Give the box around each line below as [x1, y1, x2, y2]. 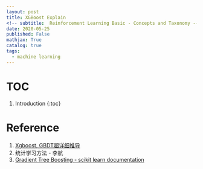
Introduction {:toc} [14, 100, 61, 107]
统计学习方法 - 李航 [14, 149, 63, 156]
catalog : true [6, 43, 42, 49]
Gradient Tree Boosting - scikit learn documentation [14, 156, 145, 163]
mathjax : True [6, 37, 42, 43]
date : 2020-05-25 [6, 25, 50, 32]
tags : [6, 48, 20, 54]
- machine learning [11, 54, 61, 60]
